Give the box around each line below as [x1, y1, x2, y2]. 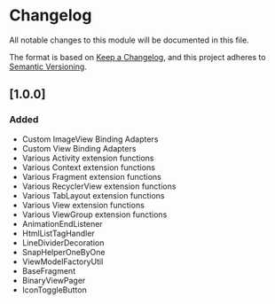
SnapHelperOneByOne [21, 246, 106, 257]
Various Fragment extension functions [21, 171, 161, 182]
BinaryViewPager [21, 275, 86, 285]
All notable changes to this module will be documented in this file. [9, 35, 250, 45]
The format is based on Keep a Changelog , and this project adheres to [9, 51, 266, 62]
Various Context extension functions [21, 161, 155, 173]
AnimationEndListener [21, 218, 104, 229]
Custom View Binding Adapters [21, 143, 137, 153]
